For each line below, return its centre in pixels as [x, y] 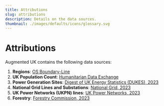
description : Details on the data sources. [51, 19]
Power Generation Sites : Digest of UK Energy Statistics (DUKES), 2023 [85, 82]
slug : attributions [25, 14]
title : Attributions [27, 10]
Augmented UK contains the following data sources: [58, 62]
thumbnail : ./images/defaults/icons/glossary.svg [58, 24]
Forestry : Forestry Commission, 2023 [51, 98]
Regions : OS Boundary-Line [41, 72]
